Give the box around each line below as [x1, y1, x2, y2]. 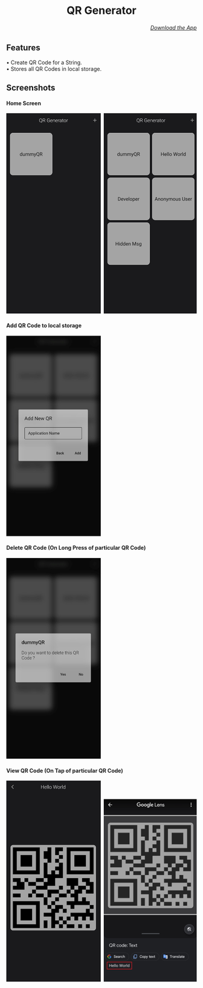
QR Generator [66, 4, 137, 18]
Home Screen [6, 99, 41, 106]
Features [6, 43, 40, 53]
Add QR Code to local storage [6, 322, 82, 330]
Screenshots [6, 83, 56, 93]
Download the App [150, 24, 197, 31]
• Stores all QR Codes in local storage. [6, 65, 101, 73]
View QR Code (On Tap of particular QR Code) [6, 767, 124, 774]
